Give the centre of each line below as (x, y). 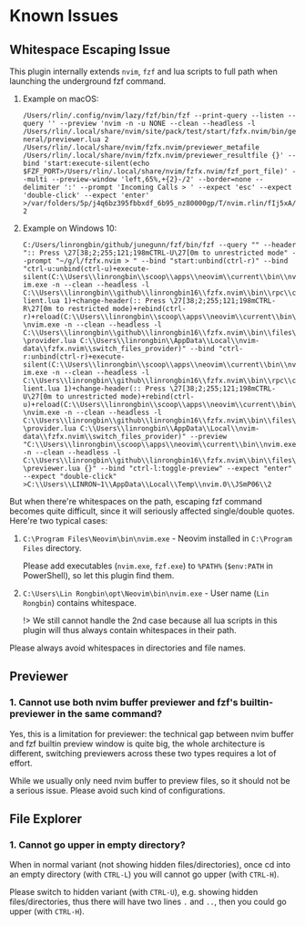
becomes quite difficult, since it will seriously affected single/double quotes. (152, 511)
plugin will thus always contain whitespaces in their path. (129, 630)
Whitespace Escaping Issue (90, 50)
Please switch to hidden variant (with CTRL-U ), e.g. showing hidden (134, 892)
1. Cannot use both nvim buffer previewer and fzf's (124, 702)
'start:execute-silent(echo (97, 163)
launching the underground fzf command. (88, 81)
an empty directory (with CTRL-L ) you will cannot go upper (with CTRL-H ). (144, 874)
